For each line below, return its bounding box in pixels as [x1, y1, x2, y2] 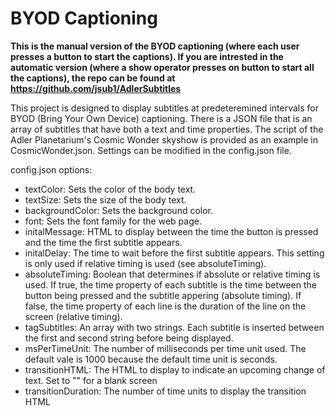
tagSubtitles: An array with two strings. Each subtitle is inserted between [24, 321, 325, 333]
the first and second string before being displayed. [24, 332, 234, 344]
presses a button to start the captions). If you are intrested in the [10, 50, 284, 62]
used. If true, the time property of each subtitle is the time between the [24, 278, 317, 291]
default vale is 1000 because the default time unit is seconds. [24, 353, 278, 365]
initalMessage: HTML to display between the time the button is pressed [24, 225, 319, 237]
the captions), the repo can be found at [10, 72, 176, 84]
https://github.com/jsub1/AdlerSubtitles [10, 82, 182, 94]
